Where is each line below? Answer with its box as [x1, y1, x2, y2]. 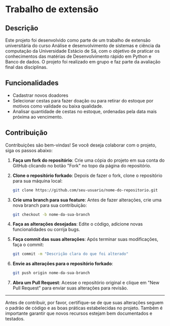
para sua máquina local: [12, 177, 63, 184]
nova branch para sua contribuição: [12, 202, 87, 208]
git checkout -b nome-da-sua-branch [12, 212, 90, 217]
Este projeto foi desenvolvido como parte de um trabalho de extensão [5, 37, 151, 43]
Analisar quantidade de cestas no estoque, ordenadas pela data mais [12, 108, 157, 115]
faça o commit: [12, 242, 44, 248]
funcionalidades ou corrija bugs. [12, 227, 80, 233]
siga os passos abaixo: [5, 147, 53, 153]
